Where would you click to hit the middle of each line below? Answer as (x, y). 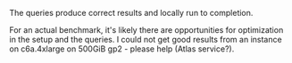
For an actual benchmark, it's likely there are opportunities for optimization (146, 30)
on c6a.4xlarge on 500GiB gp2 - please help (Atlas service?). (122, 49)
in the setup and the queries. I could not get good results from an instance (146, 39)
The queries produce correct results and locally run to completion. (131, 13)
